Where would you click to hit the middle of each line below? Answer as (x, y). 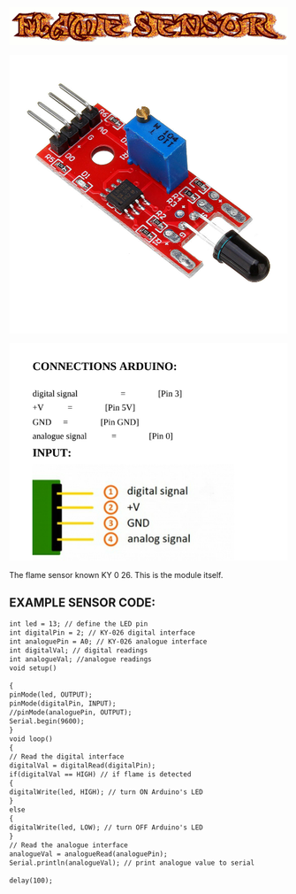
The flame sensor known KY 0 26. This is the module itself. (116, 574)
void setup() (33, 668)
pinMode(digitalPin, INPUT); (63, 704)
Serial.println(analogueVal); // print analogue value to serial (132, 863)
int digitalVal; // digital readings (79, 651)
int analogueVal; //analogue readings (80, 659)
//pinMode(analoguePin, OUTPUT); (71, 713)
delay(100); (31, 881)
